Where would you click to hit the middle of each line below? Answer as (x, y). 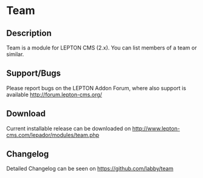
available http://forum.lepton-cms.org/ (54, 94)
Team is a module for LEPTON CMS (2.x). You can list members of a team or (102, 48)
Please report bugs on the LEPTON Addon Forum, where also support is (96, 88)
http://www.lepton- (156, 128)
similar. (15, 54)
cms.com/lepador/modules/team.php (53, 135)
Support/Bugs (33, 73)
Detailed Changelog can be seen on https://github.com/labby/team (90, 169)
